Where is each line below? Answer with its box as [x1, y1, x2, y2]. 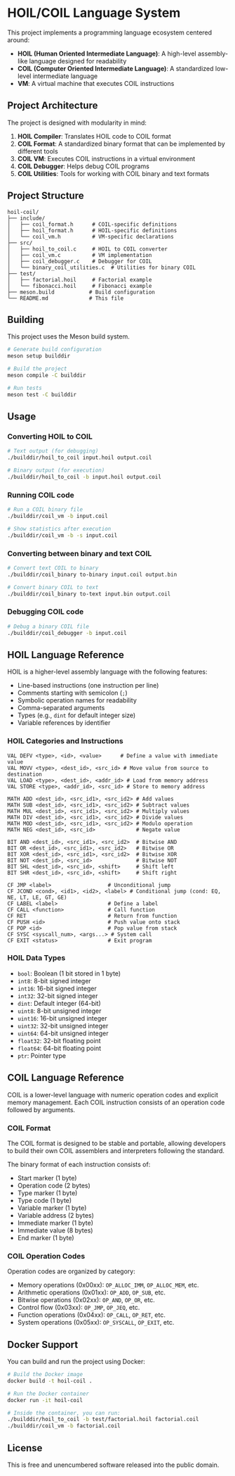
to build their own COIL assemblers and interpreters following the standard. [7, 1146, 224, 1155]
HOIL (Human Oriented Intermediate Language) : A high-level [17, 49, 196, 58]
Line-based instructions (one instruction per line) [17, 681, 159, 690]
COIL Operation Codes [7, 1251, 86, 1261]
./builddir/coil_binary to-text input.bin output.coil [7, 590, 171, 598]
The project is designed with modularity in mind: [7, 118, 147, 127]
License [7, 1442, 43, 1454]
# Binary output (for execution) [7, 467, 105, 474]
